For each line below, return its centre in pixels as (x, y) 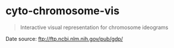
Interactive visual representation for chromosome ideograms (94, 27)
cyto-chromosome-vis (63, 11)
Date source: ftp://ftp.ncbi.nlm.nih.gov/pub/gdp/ (64, 39)
